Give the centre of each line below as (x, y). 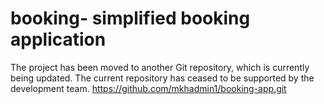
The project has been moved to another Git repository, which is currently (160, 67)
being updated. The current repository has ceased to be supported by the (162, 78)
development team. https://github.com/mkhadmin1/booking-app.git (148, 88)
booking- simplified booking (130, 18)
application (58, 39)
